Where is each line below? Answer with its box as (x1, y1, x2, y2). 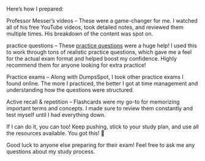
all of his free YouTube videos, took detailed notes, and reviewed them (6, 24, 184, 31)
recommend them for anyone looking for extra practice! (6, 61, 146, 69)
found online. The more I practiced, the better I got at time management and (6, 80, 198, 87)
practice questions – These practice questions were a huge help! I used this (6, 42, 197, 49)
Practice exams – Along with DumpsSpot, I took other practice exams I (6, 73, 184, 80)
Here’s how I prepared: (6, 6, 64, 12)
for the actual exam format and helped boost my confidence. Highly (6, 55, 177, 62)
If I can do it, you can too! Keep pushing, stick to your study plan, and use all (6, 123, 199, 130)
